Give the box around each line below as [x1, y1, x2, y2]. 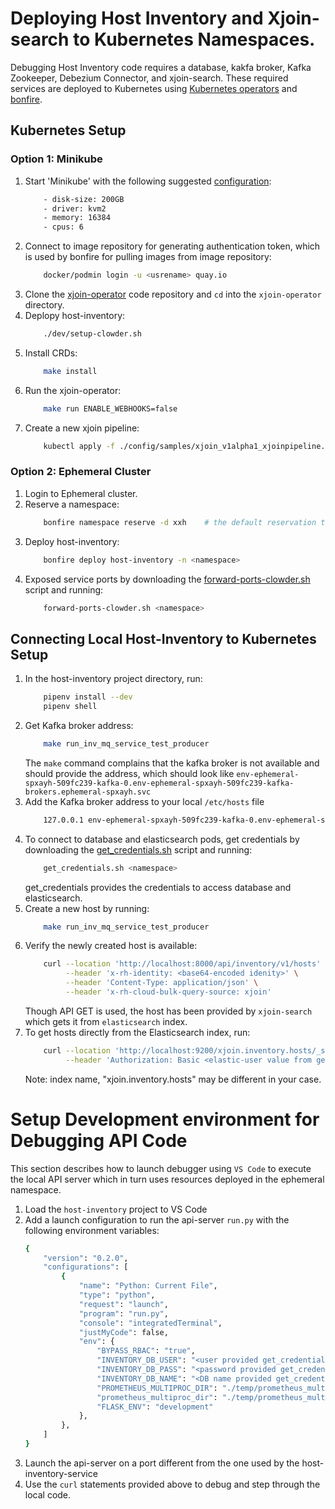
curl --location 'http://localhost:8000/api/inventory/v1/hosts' [43, 959, 322, 969]
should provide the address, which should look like [24, 767, 235, 779]
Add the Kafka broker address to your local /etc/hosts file [24, 795, 265, 807]
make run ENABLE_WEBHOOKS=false [43, 403, 178, 414]
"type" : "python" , [78, 1290, 156, 1301]
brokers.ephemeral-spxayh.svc [24, 787, 152, 797]
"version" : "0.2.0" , [43, 1253, 129, 1263]
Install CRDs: [24, 347, 78, 359]
